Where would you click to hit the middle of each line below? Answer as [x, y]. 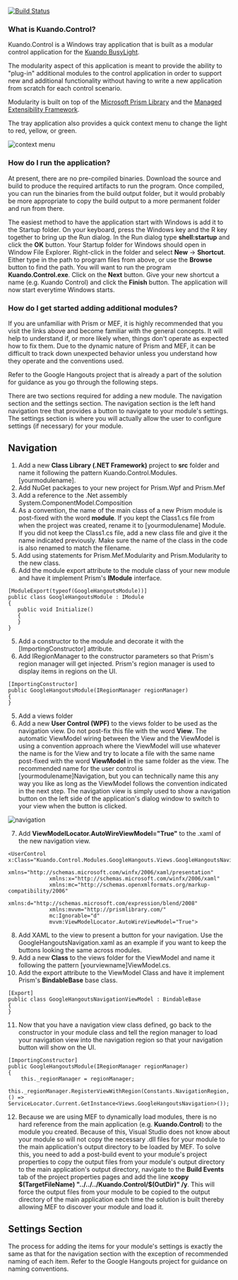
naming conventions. [38, 1269]
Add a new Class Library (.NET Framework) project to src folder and [119, 465]
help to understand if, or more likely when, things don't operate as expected [118, 338]
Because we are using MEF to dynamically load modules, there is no [118, 1117]
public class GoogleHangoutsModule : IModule [76, 597]
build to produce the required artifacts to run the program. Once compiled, [116, 186]
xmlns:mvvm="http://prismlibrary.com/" [108, 909]
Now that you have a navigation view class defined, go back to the [115, 1025]
